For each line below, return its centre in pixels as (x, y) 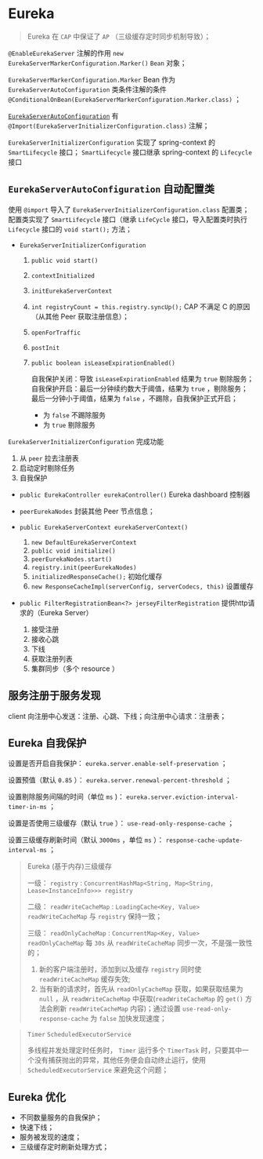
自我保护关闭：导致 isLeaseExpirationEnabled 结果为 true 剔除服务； (142, 378)
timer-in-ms (27, 807)
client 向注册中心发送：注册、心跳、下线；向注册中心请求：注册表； (117, 716)
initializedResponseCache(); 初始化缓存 (97, 576)
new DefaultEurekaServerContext (84, 542)
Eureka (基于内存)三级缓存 (69, 866)
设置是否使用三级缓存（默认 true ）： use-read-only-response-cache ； (121, 823)
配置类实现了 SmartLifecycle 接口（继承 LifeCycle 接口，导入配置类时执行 (128, 219)
